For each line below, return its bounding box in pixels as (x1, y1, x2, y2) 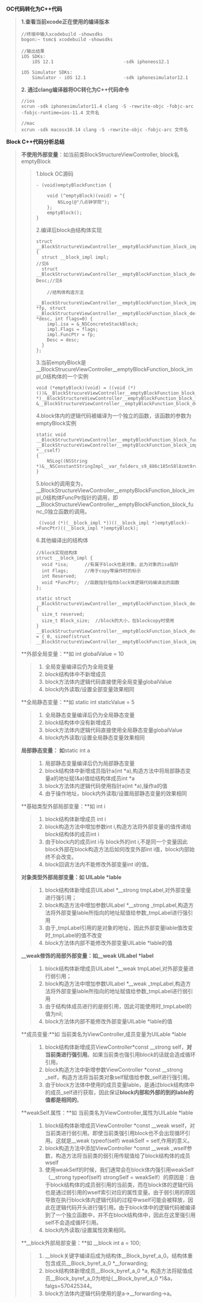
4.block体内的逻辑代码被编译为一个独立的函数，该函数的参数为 (35, 412, 192, 419)
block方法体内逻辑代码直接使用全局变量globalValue (44, 678, 173, 685)
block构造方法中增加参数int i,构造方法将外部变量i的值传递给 (44, 823, 192, 830)
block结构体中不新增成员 (44, 671, 106, 677)
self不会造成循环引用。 (44, 1219, 102, 1226)
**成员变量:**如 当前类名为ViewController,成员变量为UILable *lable (20, 1031, 186, 1037)
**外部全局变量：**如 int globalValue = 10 (20, 650, 124, 657)
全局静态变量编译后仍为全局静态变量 (44, 711, 135, 719)
